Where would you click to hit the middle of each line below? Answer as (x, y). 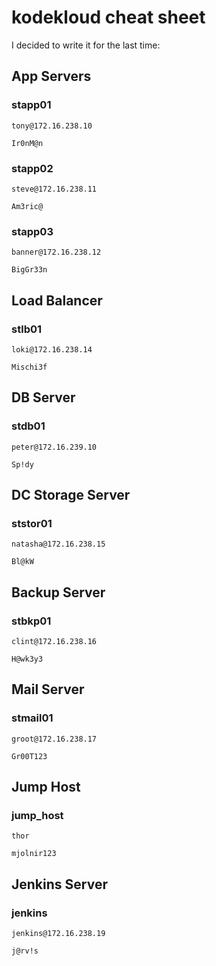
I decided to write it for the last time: (86, 45)
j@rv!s (25, 951)
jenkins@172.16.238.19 (58, 934)
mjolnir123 (34, 854)
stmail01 (32, 718)
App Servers (51, 76)
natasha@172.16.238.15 (58, 544)
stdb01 (28, 426)
